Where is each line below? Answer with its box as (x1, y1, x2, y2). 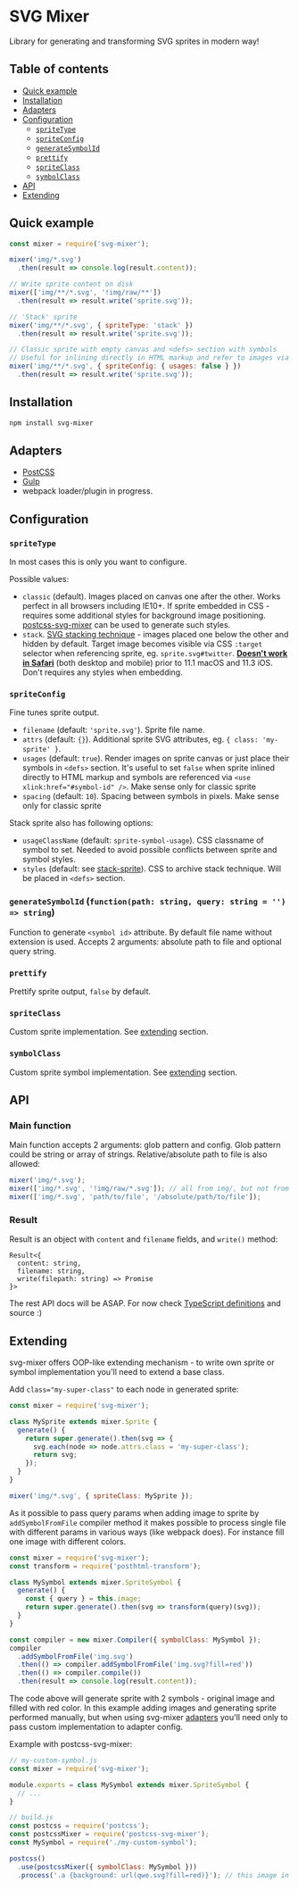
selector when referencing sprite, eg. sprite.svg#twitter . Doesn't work (21, 648, 288, 659)
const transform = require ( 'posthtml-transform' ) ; (9, 1561, 202, 1570)
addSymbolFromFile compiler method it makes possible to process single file (9, 1517, 287, 1527)
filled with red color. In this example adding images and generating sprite (9, 1702, 277, 1713)
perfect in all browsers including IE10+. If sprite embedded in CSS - (21, 601, 270, 612)
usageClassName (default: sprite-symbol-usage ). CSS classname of (21, 835, 265, 845)
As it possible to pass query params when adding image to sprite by (9, 1507, 260, 1519)
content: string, (17, 1259, 82, 1269)
